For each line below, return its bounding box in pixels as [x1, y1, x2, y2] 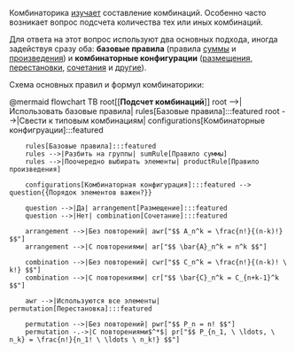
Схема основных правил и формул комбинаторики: [9, 80, 205, 89]
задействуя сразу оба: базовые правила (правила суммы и [9, 43, 237, 54]
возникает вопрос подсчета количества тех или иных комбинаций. [9, 17, 264, 27]
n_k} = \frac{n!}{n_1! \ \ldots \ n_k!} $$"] [9, 335, 180, 344]
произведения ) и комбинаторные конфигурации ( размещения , [9, 53, 253, 63]
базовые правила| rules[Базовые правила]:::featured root [65, 106, 281, 116]
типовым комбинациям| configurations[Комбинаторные [54, 115, 266, 126]
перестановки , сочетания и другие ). [9, 62, 147, 73]
